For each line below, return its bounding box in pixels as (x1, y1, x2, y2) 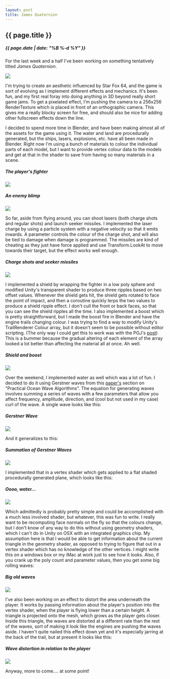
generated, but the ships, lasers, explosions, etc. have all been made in (5, 135, 153, 141)
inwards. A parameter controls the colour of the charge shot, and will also (5, 231, 158, 237)
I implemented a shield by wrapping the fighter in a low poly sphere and (5, 281, 155, 287)
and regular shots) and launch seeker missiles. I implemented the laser (5, 220, 153, 226)
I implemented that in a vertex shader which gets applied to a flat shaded (5, 469, 157, 475)
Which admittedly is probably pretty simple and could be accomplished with (5, 508, 163, 515)
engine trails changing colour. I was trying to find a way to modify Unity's (5, 319, 158, 325)
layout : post (5, 7, 33, 13)
